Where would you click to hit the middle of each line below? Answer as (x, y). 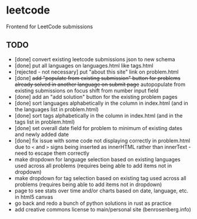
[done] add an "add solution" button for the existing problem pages (96, 97)
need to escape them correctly (52, 153)
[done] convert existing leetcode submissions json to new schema (95, 59)
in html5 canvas (34, 197)
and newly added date (42, 134)
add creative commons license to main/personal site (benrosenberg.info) (103, 209)
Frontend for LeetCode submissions (49, 26)
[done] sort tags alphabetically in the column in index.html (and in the (98, 115)
